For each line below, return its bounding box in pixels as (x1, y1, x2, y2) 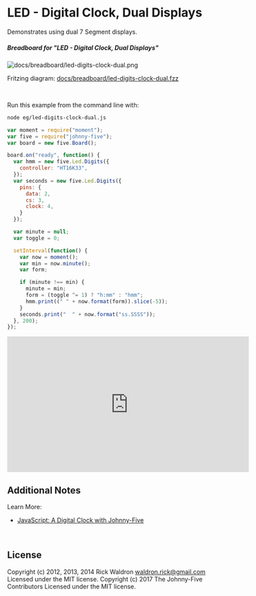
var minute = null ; (13, 229, 70, 236)
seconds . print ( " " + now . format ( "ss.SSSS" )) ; (19, 311, 156, 318)
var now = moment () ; (19, 254, 79, 260)
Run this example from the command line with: (7, 101, 139, 109)
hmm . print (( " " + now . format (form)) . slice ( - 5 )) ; (25, 298, 168, 305)
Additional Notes (7, 484, 81, 496)
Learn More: (7, 503, 43, 511)
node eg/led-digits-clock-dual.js (7, 114, 107, 121)
